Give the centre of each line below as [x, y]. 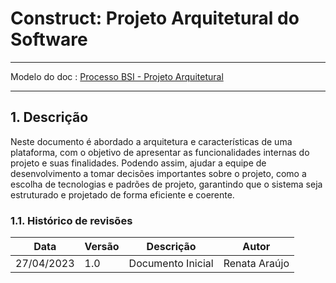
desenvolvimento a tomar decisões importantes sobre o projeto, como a [158, 173]
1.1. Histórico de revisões [71, 220]
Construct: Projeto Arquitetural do [155, 18]
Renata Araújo [256, 264]
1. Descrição [49, 117]
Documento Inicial [171, 264]
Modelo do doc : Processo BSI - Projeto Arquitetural [117, 76]
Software [49, 39]
